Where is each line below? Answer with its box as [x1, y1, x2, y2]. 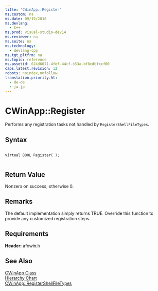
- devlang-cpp [9, 48, 38, 53]
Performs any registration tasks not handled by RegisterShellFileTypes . [5, 122, 150, 127]
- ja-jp [9, 84, 25, 89]
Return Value [5, 170, 45, 179]
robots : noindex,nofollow [5, 71, 57, 76]
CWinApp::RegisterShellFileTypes [5, 280, 72, 286]
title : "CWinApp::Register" [5, 7, 62, 12]
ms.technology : [5, 43, 36, 48]
